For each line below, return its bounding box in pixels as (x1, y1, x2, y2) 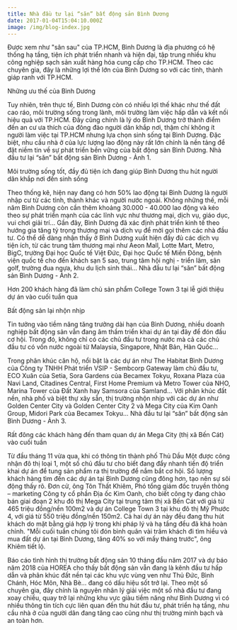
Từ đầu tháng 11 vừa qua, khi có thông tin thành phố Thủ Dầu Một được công (7, 452, 230, 460)
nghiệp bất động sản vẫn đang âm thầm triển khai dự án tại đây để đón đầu (7, 328, 226, 336)
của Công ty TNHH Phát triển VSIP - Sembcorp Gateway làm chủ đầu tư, (7, 364, 219, 372)
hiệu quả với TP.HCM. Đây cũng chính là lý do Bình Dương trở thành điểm (7, 116, 221, 124)
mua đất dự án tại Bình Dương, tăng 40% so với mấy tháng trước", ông (7, 535, 212, 543)
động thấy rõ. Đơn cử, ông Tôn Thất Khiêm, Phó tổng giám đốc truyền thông (7, 482, 229, 490)
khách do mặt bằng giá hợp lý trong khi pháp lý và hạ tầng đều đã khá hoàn (7, 519, 228, 529)
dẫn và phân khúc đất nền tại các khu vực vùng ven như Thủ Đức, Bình (7, 571, 214, 580)
